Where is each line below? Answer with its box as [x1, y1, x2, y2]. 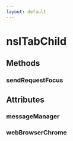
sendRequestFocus [6, 76, 64, 84]
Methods [6, 58, 40, 69]
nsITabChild [6, 34, 67, 48]
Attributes [6, 94, 45, 105]
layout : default [6, 8, 46, 15]
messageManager [6, 112, 60, 121]
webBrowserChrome [6, 128, 67, 137]
